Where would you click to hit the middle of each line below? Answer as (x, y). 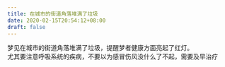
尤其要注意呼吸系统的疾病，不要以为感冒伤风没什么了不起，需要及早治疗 (112, 56)
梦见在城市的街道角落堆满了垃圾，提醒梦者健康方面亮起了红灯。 (100, 48)
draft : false (27, 27)
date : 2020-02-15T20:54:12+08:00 (57, 20)
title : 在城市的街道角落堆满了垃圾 (53, 14)
